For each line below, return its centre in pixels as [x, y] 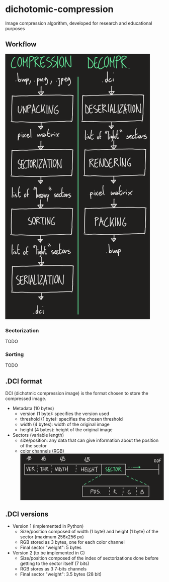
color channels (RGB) [42, 451]
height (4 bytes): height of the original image [66, 430]
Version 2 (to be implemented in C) [49, 553]
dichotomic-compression [59, 9]
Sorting [15, 354]
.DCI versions [27, 514]
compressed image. [26, 399]
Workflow [21, 44]
